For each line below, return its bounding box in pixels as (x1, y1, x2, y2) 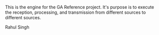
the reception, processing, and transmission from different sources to (5, 9, 146, 15)
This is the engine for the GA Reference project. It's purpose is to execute (5, 4, 154, 10)
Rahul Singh (5, 24, 30, 30)
